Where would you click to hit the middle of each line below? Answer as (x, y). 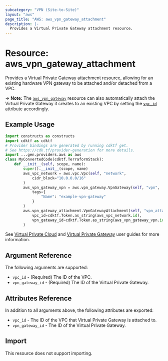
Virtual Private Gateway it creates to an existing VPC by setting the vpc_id (81, 104)
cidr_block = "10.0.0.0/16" (59, 178)
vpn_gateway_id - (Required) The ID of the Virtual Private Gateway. (80, 283)
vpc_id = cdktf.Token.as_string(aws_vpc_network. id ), (87, 215)
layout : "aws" (20, 15)
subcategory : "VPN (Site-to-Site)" (42, 10)
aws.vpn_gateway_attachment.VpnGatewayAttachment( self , (82, 211)
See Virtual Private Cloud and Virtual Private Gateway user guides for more (82, 234)
